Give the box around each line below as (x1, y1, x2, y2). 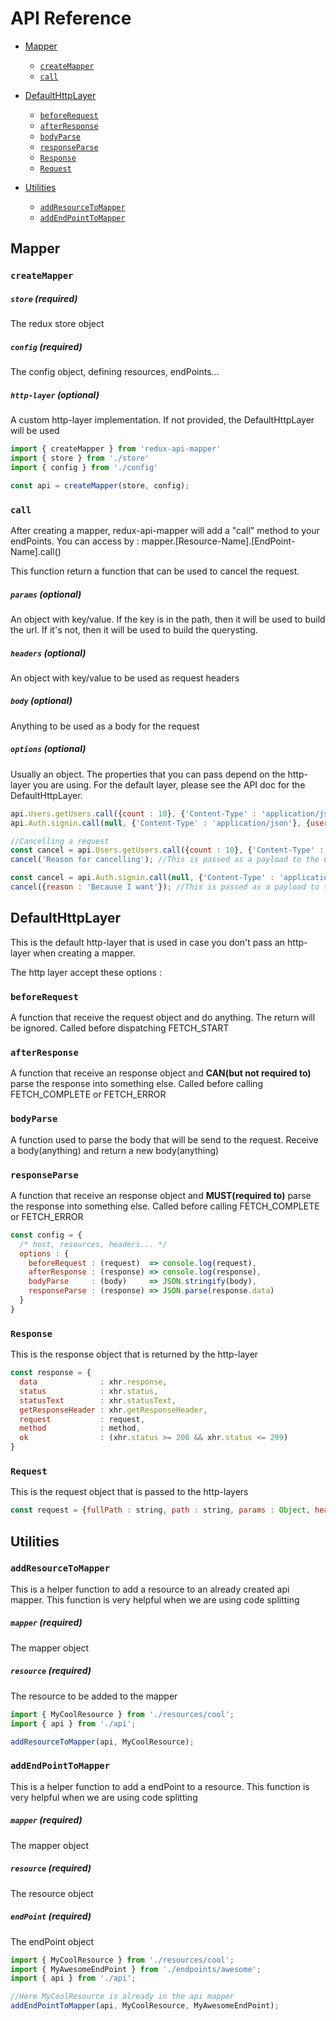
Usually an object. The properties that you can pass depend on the (10, 768, 286, 780)
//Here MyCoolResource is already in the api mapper (10, 1992, 235, 2002)
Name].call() (10, 545, 62, 557)
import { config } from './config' (10, 462, 159, 472)
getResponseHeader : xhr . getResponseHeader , (19, 1405, 208, 1415)
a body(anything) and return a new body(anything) (10, 1144, 220, 1156)
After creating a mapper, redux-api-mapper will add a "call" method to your (10, 524, 320, 536)
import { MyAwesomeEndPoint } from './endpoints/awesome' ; (10, 1964, 262, 1974)
